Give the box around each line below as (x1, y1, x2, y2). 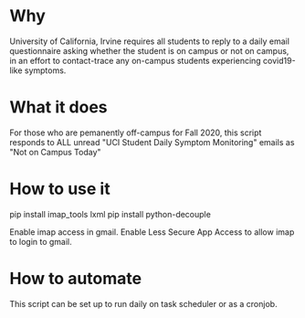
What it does (9, 97, 108, 118)
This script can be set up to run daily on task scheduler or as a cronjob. (9, 298, 278, 309)
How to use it (9, 179, 111, 199)
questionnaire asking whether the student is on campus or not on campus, (9, 45, 289, 56)
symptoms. (24, 65, 67, 76)
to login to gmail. (9, 236, 73, 247)
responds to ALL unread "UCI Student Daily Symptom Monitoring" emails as (9, 136, 295, 147)
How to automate (9, 269, 142, 289)
